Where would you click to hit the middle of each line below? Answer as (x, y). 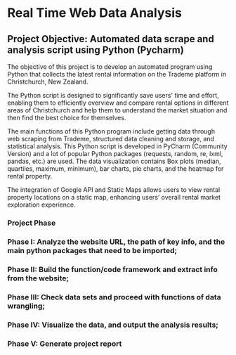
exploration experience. (41, 205)
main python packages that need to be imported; (92, 250)
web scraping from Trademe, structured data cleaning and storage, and (111, 139)
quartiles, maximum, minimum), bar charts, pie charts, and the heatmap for (116, 169)
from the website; (38, 278)
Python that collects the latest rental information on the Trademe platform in (117, 74)
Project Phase (32, 223)
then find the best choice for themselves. (67, 118)
